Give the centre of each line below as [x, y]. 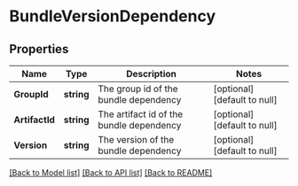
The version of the [136, 139]
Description [151, 74]
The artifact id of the [141, 114]
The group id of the [138, 89]
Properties [39, 49]
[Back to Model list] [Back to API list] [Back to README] [111, 173]
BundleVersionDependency [112, 16]
